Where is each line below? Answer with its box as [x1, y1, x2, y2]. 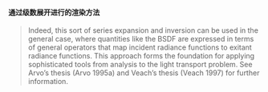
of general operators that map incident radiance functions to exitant [27, 42, 253, 52]
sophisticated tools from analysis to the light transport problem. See [27, 60, 253, 70]
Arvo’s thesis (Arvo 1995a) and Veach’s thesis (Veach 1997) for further [27, 68, 260, 78]
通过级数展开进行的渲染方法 [8, 7, 100, 17]
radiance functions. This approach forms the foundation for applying [27, 51, 255, 61]
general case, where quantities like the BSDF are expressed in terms [27, 34, 254, 44]
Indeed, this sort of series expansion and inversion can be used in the [27, 26, 259, 35]
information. [27, 77, 68, 86]
